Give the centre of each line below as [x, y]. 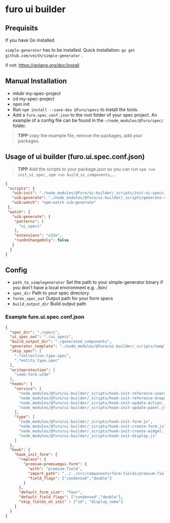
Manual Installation [36, 81]
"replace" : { [32, 460]
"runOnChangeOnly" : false [42, 240]
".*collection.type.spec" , [43, 356]
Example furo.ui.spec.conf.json [45, 317]
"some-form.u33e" [33, 375]
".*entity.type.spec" [37, 360]
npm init [21, 104]
